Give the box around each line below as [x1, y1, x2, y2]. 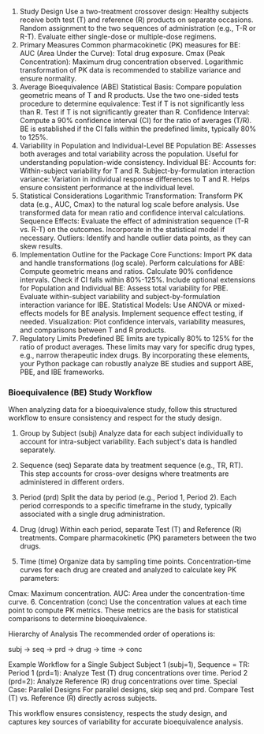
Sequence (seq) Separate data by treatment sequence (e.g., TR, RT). [19, 461, 244, 470]
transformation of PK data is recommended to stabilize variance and [19, 66, 242, 74]
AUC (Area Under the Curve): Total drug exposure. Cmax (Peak [19, 49, 225, 58]
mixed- [222, 300, 246, 309]
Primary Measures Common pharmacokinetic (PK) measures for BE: [19, 40, 240, 50]
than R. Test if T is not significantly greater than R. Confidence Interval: [19, 107, 251, 117]
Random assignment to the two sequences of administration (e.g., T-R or [19, 24, 256, 32]
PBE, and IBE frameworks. [19, 367, 105, 376]
